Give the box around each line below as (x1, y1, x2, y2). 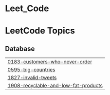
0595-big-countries (7, 66, 55, 73)
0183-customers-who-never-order (7, 58, 92, 65)
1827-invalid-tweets (7, 74, 57, 81)
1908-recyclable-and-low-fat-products (7, 82, 103, 89)
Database (5, 44, 35, 53)
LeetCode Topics (5, 25, 75, 37)
